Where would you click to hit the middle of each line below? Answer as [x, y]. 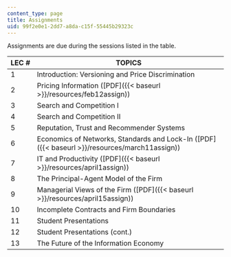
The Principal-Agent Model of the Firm [100, 178]
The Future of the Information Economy [100, 243]
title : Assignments [35, 20]
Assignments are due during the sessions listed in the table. [92, 46]
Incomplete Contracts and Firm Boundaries [106, 209]
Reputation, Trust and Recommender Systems [111, 128]
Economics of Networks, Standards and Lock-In [115, 139]
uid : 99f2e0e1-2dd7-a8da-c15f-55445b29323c [70, 26]
